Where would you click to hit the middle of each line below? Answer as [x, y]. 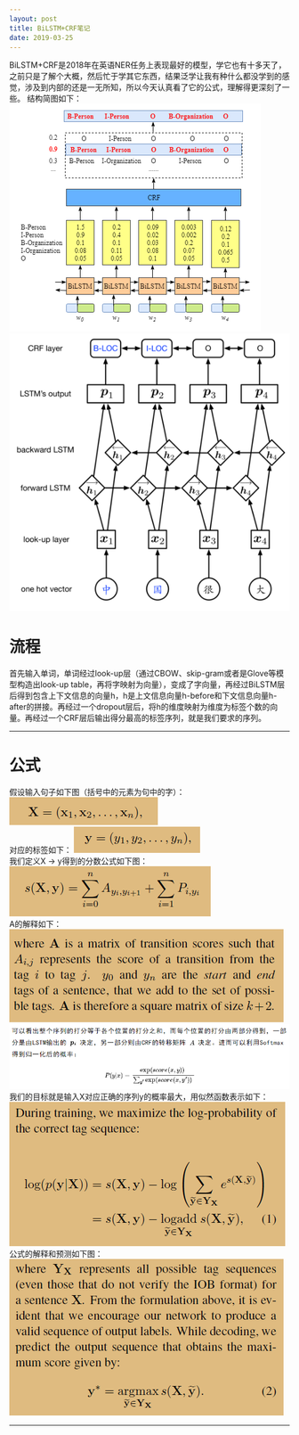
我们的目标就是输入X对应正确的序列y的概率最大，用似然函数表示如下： [139, 1097]
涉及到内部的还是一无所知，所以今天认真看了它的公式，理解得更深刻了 [153, 87]
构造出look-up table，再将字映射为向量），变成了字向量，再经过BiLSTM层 [151, 684]
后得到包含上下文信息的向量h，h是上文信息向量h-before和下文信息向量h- [143, 695]
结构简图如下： [54, 99]
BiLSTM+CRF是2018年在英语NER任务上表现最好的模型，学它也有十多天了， [148, 65]
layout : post [33, 19]
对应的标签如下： [40, 849]
